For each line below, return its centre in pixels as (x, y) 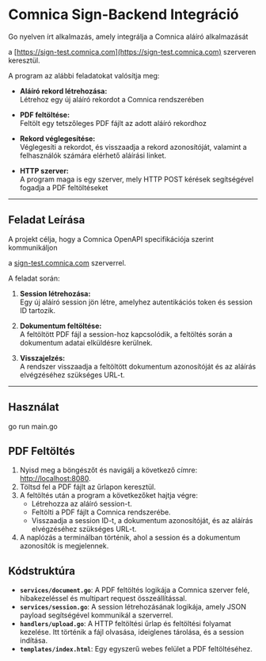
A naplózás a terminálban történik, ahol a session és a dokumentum (130, 537)
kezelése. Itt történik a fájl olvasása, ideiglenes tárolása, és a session (132, 632)
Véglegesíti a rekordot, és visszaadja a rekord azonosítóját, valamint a (133, 147)
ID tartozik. (38, 310)
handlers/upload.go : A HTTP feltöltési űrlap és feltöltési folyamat (125, 624)
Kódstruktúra (42, 571)
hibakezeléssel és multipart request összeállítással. (103, 598)
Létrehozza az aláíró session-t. (82, 504)
